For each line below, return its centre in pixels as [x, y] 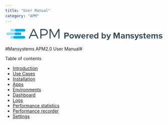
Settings [21, 116]
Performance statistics [36, 106]
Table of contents [23, 59]
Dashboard [24, 95]
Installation [24, 79]
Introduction [25, 68]
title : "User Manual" [28, 11]
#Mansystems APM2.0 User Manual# [44, 49]
